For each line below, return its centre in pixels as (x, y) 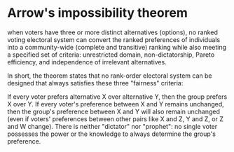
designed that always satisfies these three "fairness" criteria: (95, 83)
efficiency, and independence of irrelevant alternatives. (87, 62)
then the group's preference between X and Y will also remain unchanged (114, 111)
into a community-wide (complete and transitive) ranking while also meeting (117, 47)
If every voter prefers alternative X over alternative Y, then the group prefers (117, 97)
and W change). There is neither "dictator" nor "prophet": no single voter (112, 126)
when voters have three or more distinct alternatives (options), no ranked (113, 32)
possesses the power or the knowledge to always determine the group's (111, 134)
